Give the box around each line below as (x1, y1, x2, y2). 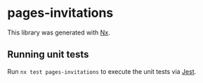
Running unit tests (7, 49, 89, 60)
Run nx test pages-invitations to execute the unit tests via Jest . (7, 67, 197, 75)
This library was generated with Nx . (7, 28, 110, 37)
